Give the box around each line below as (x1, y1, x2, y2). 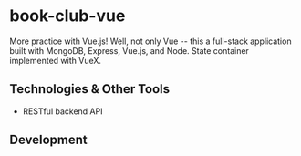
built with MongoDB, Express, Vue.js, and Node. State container (9, 45, 249, 56)
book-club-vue (9, 5, 126, 26)
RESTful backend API (22, 106, 103, 117)
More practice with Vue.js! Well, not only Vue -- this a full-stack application (9, 36, 292, 47)
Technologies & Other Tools (9, 81, 171, 97)
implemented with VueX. (9, 55, 102, 66)
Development (9, 132, 88, 148)
